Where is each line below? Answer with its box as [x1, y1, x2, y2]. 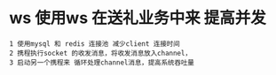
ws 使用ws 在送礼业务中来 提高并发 [9, 8, 266, 28]
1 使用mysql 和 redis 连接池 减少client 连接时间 [9, 39, 180, 49]
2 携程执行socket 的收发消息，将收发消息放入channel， [9, 49, 193, 57]
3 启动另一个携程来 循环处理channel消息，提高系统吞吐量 [9, 58, 195, 67]
